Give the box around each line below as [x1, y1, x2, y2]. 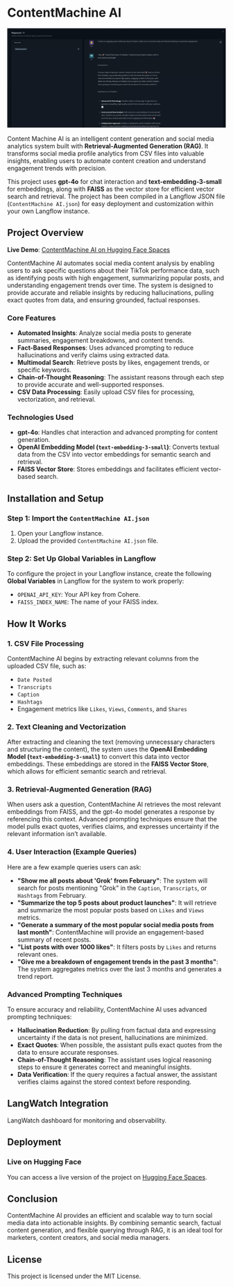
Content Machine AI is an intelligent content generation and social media [7, 134, 215, 143]
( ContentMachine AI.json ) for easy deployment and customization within [7, 199, 214, 207]
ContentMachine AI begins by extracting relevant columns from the [7, 654, 199, 663]
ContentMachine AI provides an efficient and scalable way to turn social [7, 1211, 213, 1220]
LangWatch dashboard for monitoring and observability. [7, 1116, 167, 1125]
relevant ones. [17, 950, 58, 958]
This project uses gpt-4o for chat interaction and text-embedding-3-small [7, 177, 222, 185]
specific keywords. [17, 366, 71, 374]
